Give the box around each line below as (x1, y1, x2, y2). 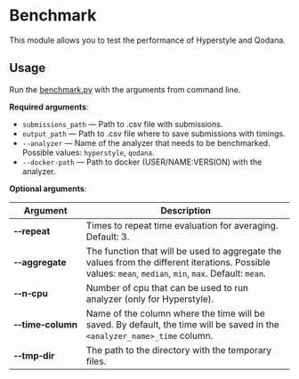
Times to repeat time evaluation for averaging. (85, 219, 279, 231)
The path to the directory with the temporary (85, 343, 272, 356)
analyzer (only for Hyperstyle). (85, 293, 214, 305)
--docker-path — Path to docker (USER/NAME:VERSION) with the (21, 157, 263, 167)
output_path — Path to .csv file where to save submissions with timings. (21, 128, 287, 139)
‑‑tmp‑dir (13, 349, 55, 361)
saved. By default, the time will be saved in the (85, 318, 280, 330)
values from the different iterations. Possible (85, 255, 271, 268)
